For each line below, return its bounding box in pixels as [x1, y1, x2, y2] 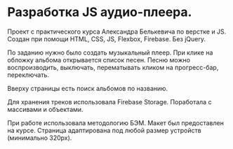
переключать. [7, 71, 49, 79]
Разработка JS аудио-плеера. [7, 4, 192, 20]
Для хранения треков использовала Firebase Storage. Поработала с [7, 97, 212, 106]
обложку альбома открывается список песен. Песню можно [7, 55, 191, 64]
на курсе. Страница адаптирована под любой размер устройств [7, 126, 201, 134]
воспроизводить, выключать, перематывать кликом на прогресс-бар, [7, 63, 219, 71]
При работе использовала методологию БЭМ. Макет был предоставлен [7, 118, 225, 127]
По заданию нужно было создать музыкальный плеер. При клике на [7, 48, 213, 57]
